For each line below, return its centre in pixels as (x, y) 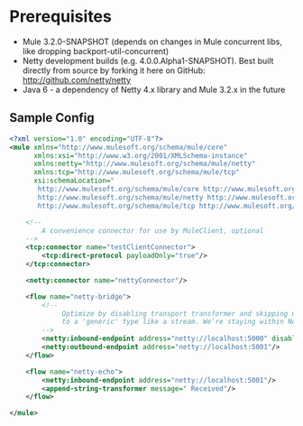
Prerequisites (61, 17)
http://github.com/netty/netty (77, 79)
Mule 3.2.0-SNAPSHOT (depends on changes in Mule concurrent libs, (152, 42)
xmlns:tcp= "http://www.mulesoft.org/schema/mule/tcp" (137, 172)
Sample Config (52, 118)
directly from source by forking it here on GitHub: (114, 70)
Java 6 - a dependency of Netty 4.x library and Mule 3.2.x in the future (154, 89)
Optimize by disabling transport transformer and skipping (175, 313)
